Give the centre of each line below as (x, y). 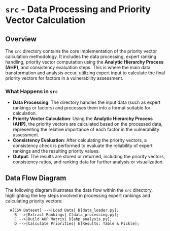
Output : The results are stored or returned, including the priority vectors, (89, 157)
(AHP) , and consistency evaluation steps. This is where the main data (78, 67)
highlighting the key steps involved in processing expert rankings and (78, 196)
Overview (21, 39)
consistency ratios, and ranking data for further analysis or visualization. (88, 162)
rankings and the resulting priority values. (56, 151)
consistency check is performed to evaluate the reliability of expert (83, 146)
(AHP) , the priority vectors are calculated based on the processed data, (88, 124)
